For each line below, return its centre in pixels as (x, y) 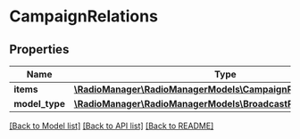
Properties (39, 49)
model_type (39, 104)
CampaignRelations (84, 16)
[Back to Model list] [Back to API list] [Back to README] (112, 126)
